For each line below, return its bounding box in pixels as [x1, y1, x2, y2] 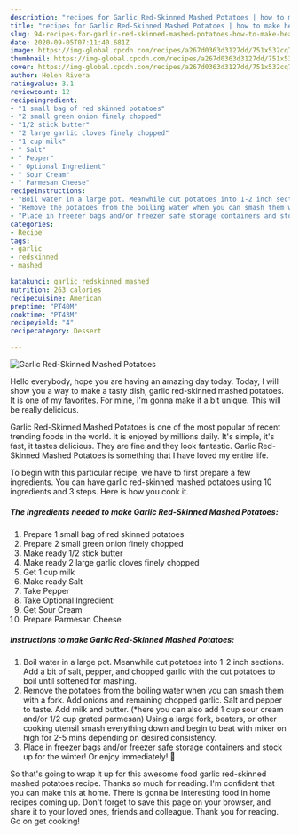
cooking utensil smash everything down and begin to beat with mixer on [22, 722, 287, 734]
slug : [10, 29, 30, 38]
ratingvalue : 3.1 [10, 79, 75, 88]
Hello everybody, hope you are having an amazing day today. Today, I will [10, 376, 279, 387]
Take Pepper [22, 585, 70, 596]
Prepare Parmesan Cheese [22, 614, 122, 624]
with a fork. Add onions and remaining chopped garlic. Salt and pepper [22, 694, 283, 705]
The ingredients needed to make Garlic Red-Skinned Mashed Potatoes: [10, 506, 279, 517]
